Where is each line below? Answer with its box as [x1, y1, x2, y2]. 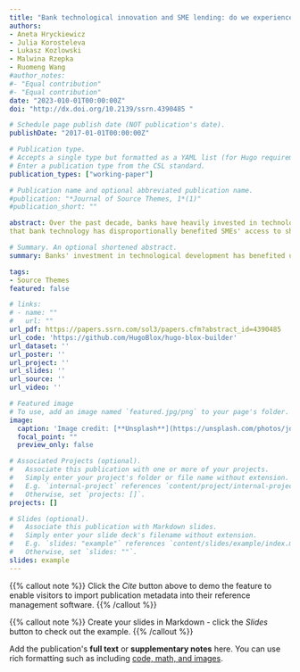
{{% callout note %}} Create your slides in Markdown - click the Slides [9, 617, 268, 627]
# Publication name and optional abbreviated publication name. [9, 186, 254, 195]
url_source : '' [9, 375, 66, 384]
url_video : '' [9, 383, 62, 393]
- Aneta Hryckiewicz [9, 29, 87, 38]
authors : [9, 21, 42, 30]
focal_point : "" [17, 432, 78, 442]
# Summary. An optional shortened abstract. [9, 243, 178, 252]
